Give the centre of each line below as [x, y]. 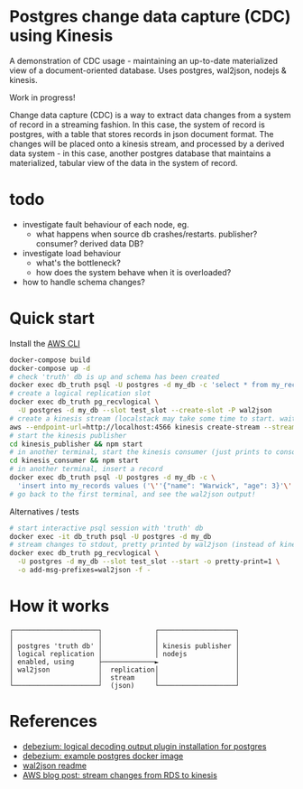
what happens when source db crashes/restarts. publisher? [147, 234]
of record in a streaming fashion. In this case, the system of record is [138, 125]
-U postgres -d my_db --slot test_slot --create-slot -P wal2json [145, 411]
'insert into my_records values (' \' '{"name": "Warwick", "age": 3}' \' [155, 486]
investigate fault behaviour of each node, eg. [106, 224]
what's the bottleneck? [78, 263]
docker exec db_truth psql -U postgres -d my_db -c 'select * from [139, 385]
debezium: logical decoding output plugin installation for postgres [144, 746]
